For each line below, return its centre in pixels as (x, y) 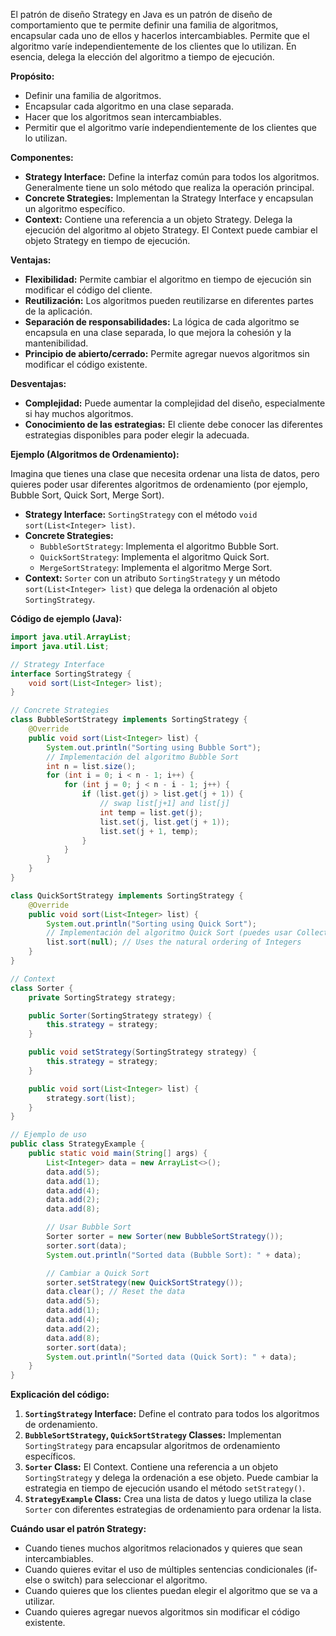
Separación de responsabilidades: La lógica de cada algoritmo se (162, 322)
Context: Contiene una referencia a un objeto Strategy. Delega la (158, 219)
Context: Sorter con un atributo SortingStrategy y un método (152, 578)
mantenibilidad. (56, 343)
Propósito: (32, 76)
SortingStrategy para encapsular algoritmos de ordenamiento (152, 1446)
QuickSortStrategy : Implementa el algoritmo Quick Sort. (154, 557)
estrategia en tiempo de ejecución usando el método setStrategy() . (165, 1488)
